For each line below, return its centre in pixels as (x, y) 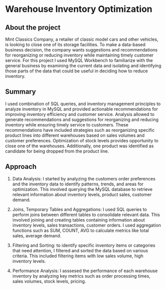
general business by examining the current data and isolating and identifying (83, 66)
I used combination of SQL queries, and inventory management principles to (83, 104)
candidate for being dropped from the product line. (57, 151)
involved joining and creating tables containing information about (79, 220)
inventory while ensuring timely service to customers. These (67, 124)
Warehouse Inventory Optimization (79, 9)
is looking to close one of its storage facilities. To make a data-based (75, 45)
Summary (21, 92)
